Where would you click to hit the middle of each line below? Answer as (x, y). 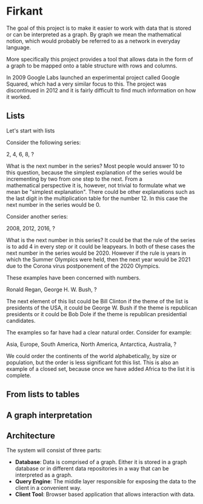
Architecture (31, 436)
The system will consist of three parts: (54, 450)
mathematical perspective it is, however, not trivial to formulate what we (96, 185)
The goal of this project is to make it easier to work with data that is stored (99, 28)
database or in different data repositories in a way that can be (92, 469)
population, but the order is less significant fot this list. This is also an (92, 362)
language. (19, 47)
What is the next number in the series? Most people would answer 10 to (95, 166)
